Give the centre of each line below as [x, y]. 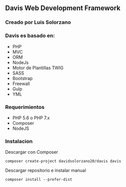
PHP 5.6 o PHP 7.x [31, 118]
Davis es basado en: [30, 36]
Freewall [21, 84]
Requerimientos [25, 107]
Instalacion [19, 141]
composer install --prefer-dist [39, 180]
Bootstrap [22, 78]
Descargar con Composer [32, 152]
